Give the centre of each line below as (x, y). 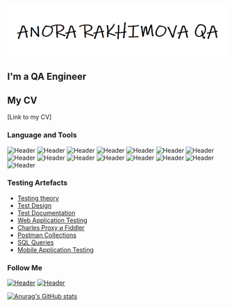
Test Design (34, 205)
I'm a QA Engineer (47, 77)
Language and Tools (42, 135)
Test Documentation (46, 213)
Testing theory (38, 198)
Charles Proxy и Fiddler (51, 227)
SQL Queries (35, 242)
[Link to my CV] (30, 117)
